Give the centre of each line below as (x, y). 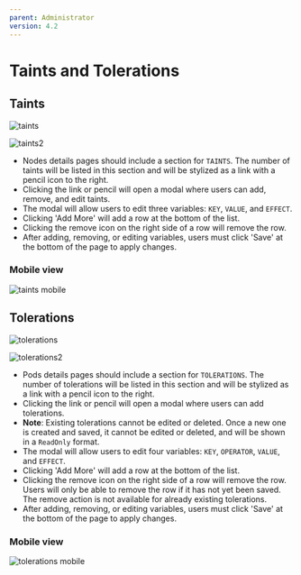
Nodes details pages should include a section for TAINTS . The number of (156, 160)
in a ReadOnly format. (61, 442)
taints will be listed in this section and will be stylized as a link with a (149, 170)
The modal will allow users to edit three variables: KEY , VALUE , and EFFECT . (157, 208)
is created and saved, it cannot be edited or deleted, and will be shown (154, 432)
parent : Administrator (52, 18)
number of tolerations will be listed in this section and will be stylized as (155, 384)
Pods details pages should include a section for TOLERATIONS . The (143, 374)
